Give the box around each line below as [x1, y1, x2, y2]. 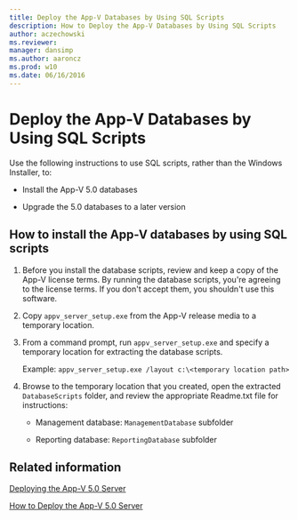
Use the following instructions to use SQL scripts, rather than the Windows [9, 157, 283, 168]
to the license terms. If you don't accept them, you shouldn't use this [21, 284, 275, 294]
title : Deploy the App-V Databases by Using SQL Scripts [9, 12, 225, 22]
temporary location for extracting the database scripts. [21, 346, 223, 356]
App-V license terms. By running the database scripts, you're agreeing [21, 274, 281, 284]
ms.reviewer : [9, 37, 58, 47]
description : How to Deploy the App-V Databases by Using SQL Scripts [9, 21, 277, 30]
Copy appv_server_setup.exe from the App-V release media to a [21, 310, 256, 321]
